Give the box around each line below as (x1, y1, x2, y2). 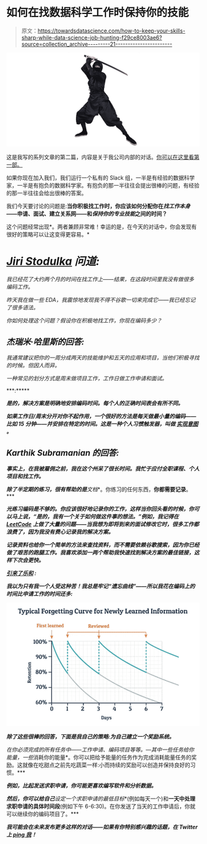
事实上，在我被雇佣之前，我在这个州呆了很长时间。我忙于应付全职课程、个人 (6, 465, 200, 472)
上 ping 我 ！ (6, 831, 37, 838)
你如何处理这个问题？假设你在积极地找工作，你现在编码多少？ (6, 317, 162, 325)
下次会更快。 (11, 557, 44, 564)
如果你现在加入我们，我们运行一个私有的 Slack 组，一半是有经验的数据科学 (6, 174, 195, 181)
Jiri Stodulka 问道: (6, 254, 100, 268)
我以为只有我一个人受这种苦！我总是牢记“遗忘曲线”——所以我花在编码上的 (6, 582, 195, 590)
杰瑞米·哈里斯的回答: (6, 336, 85, 347)
